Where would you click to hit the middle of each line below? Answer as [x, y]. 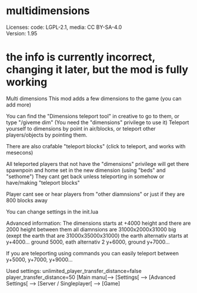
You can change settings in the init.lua [52, 212]
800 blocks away [27, 200]
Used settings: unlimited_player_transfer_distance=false [74, 271]
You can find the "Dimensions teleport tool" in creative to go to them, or [93, 116]
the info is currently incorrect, [81, 57]
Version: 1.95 [22, 33]
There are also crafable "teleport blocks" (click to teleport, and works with [96, 146]
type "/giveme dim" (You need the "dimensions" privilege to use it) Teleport [98, 122]
